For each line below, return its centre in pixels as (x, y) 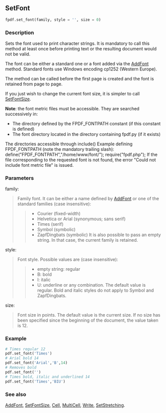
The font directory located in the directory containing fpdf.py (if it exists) (86, 134)
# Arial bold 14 (22, 358)
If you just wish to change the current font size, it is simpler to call (73, 93)
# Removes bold (21, 368)
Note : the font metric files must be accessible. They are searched (72, 108)
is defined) (23, 129)
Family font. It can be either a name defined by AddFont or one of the (88, 199)
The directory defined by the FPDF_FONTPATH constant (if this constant (86, 123)
